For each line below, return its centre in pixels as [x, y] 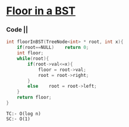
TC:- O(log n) [24, 114]
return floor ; [34, 97]
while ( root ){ [33, 59]
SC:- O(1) [18, 119]
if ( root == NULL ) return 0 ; [53, 48]
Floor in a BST [41, 11]
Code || [17, 30]
